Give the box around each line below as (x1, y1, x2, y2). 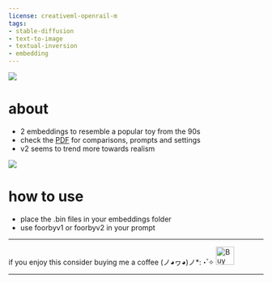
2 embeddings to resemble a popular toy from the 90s (19, 126, 201, 136)
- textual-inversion (8, 42, 79, 50)
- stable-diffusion (8, 27, 74, 35)
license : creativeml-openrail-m (8, 11, 117, 20)
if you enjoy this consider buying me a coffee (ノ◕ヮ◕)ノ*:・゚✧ (8, 257, 215, 267)
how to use (8, 187, 84, 206)
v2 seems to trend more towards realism (19, 144, 155, 153)
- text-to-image (8, 34, 63, 43)
